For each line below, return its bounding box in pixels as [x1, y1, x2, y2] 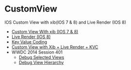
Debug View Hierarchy [18, 59, 64, 65]
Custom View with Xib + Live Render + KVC [11, 44, 99, 50]
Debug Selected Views [18, 54, 64, 60]
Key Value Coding [11, 39, 47, 44]
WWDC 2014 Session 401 [11, 49, 63, 55]
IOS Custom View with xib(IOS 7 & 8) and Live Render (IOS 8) [4, 19, 127, 25]
